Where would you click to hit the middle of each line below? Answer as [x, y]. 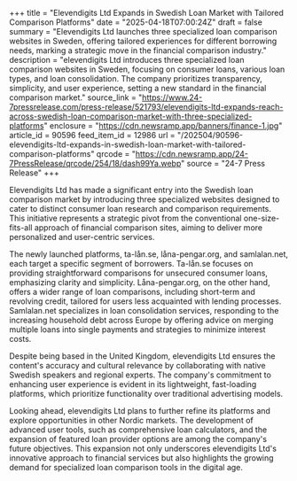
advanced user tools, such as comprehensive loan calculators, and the [138, 430]
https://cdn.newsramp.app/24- [192, 154]
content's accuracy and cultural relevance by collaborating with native [137, 365]
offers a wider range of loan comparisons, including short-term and [132, 292]
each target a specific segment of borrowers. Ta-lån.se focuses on [131, 264]
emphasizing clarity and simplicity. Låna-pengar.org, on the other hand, [140, 282]
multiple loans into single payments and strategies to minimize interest [137, 330]
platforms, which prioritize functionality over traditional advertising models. [146, 394]
